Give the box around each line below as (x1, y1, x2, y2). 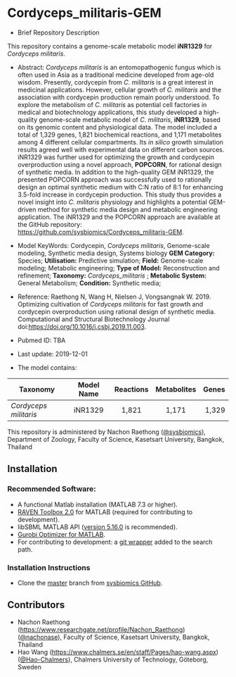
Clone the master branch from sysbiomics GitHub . (17, 578, 163, 587)
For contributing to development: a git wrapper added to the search (17, 538, 213, 546)
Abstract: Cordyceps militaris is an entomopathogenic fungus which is (17, 63, 221, 71)
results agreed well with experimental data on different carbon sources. (17, 145, 225, 154)
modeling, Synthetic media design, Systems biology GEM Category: (17, 249, 215, 257)
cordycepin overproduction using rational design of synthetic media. (17, 307, 216, 316)
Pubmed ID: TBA (17, 336, 66, 344)
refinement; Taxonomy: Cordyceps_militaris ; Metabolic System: (17, 271, 207, 280)
